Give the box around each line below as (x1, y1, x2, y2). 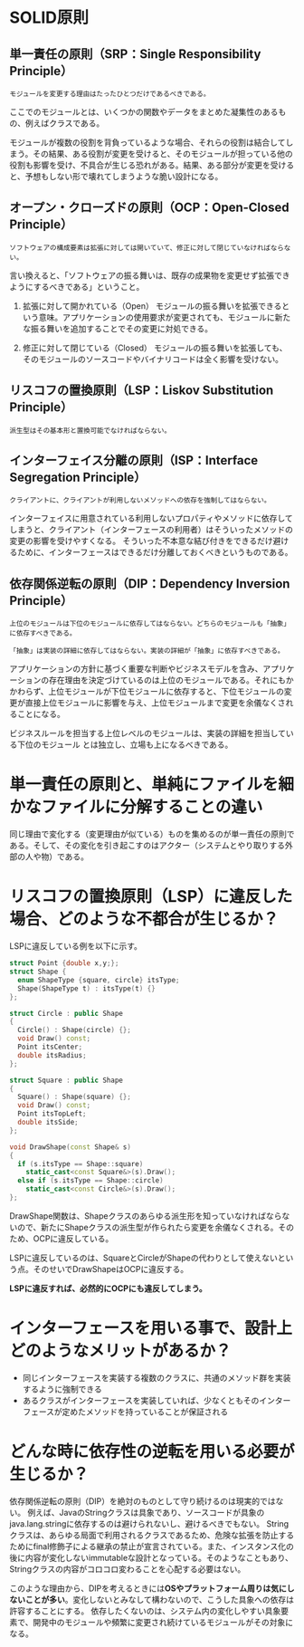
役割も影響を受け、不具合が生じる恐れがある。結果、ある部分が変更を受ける (9, 159, 295, 170)
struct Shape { (9, 967, 67, 976)
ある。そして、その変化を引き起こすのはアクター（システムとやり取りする (9, 840, 285, 851)
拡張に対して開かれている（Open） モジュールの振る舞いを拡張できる (22, 300, 282, 311)
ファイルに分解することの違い (41, 797, 263, 818)
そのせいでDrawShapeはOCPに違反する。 (33, 1263, 189, 1274)
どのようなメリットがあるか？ (9, 1341, 233, 1362)
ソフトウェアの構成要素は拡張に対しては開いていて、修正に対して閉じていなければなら (9, 243, 285, 253)
